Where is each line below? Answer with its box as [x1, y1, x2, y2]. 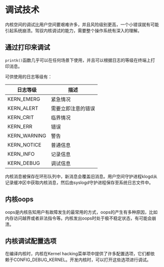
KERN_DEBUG [7, 160, 41, 166]
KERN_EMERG [7, 96, 41, 103]
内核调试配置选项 [5, 237, 57, 245]
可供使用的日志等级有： [5, 74, 52, 80]
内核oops [5, 195, 34, 204]
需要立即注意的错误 [51, 105, 95, 112]
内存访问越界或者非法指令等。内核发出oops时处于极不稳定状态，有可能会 [5, 215, 152, 221]
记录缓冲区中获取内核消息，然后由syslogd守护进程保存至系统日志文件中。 [5, 179, 154, 185]
